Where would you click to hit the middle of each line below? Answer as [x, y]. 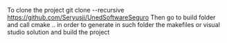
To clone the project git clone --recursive [66, 10]
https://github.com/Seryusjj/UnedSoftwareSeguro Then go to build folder [111, 17]
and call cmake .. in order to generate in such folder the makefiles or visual [113, 25]
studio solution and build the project [58, 32]
